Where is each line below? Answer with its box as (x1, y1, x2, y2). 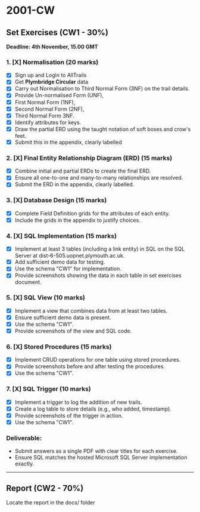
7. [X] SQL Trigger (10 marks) (6, 385, 91, 393)
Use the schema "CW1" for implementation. (14, 265, 122, 272)
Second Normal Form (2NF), (14, 105, 85, 112)
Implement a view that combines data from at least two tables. (14, 307, 168, 314)
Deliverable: (6, 434, 42, 442)
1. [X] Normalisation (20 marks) (6, 58, 99, 66)
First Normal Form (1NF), (14, 98, 76, 106)
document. (14, 279, 42, 286)
